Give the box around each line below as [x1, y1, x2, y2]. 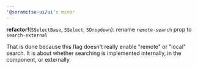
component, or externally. [6, 56, 71, 63]
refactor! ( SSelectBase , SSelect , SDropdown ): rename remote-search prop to [6, 26, 192, 33]
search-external [6, 32, 48, 38]
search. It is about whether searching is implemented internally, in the [6, 49, 182, 57]
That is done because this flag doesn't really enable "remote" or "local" [6, 43, 186, 50]
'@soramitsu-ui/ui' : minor [6, 9, 75, 15]
